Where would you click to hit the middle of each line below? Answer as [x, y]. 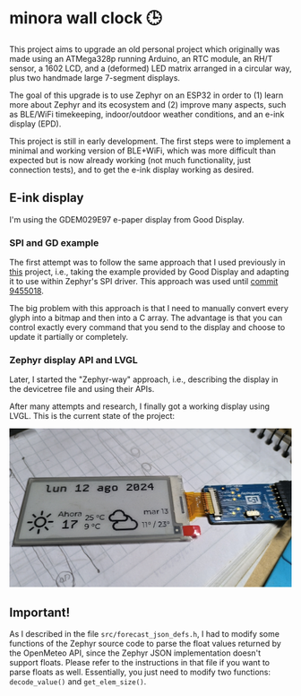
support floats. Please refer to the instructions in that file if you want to [140, 663]
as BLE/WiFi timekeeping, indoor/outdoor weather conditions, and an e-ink [147, 114]
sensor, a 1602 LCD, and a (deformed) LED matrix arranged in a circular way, [150, 68]
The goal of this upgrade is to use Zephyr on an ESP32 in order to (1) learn [146, 95]
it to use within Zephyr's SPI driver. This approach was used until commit [144, 282]
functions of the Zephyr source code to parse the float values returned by [146, 644]
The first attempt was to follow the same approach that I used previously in [147, 263]
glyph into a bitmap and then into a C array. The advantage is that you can [146, 318]
